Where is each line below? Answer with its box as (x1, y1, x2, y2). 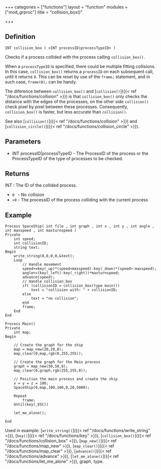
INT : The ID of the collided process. (5, 182, 77, 188)
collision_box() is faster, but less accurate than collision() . (5, 109, 128, 114)
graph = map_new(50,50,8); (14, 364, 68, 369)
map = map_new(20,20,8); (14, 347, 64, 352)
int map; (14, 330, 31, 335)
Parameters (5, 138, 41, 146)
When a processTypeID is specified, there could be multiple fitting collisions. (5, 63, 156, 69)
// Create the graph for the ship (14, 343, 83, 348)
